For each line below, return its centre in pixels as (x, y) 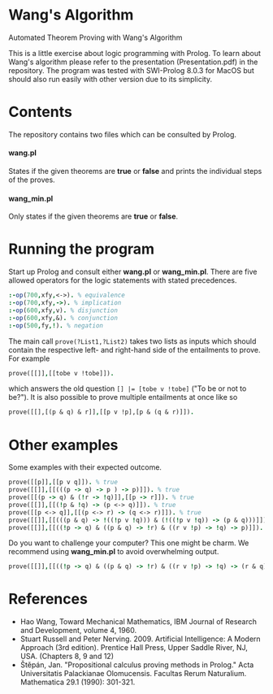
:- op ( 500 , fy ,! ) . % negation (56, 325)
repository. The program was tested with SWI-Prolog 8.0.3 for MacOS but (131, 70)
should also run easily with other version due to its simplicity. (110, 79)
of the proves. (32, 180)
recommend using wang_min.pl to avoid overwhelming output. (114, 552)
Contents (41, 112)
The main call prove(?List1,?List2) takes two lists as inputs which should (132, 341)
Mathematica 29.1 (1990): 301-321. (78, 682)
